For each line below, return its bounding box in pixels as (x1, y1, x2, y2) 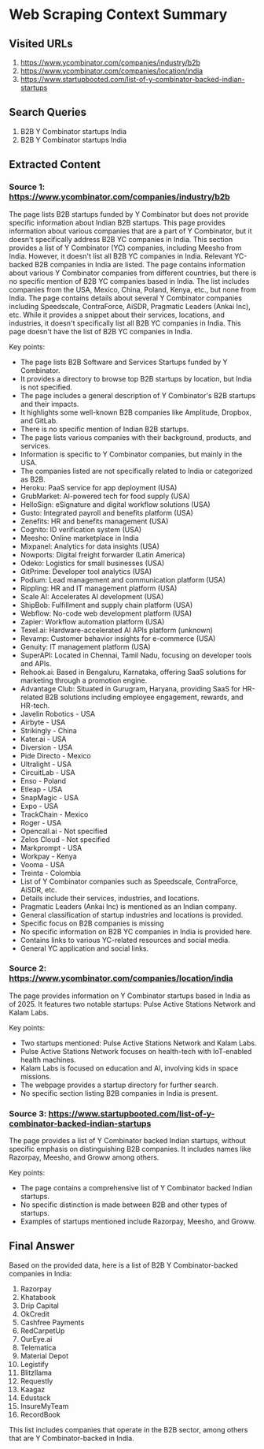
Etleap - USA (20, 784, 63, 794)
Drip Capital (20, 1301, 60, 1310)
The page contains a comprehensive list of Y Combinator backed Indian (20, 1183, 253, 1193)
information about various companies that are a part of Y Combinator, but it (9, 226, 252, 236)
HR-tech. (20, 700, 50, 710)
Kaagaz (20, 1384, 46, 1394)
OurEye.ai (20, 1334, 53, 1343)
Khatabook (20, 1292, 56, 1302)
